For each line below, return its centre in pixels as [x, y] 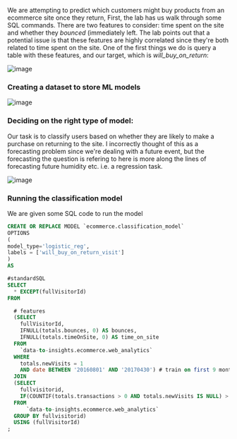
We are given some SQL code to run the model [75, 213]
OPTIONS [19, 233]
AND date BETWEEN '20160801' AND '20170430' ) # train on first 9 [118, 370]
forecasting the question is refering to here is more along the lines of [107, 159]
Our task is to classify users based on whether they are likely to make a [111, 136]
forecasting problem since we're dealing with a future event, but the [106, 151]
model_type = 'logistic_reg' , [49, 246]
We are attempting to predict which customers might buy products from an [116, 10]
